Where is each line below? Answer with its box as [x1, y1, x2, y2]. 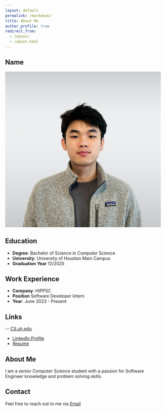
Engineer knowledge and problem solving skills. [5, 373, 102, 379]
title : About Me [5, 18, 39, 23]
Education [5, 237, 38, 246]
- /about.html [9, 40, 39, 44]
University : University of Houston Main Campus [12, 255, 111, 261]
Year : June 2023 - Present [12, 298, 67, 304]
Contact [5, 388, 31, 396]
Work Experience [5, 275, 60, 283]
